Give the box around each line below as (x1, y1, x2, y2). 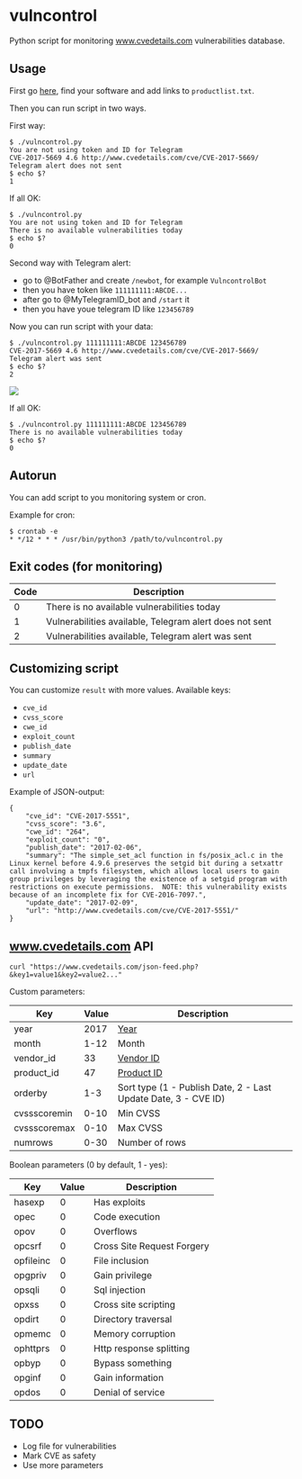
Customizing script (9, 661, 120, 676)
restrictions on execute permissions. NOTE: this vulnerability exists (9, 883, 288, 892)
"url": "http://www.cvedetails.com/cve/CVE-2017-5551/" (25, 906, 240, 915)
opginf (13, 1372, 42, 1384)
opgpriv (13, 1269, 48, 1281)
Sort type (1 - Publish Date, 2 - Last (117, 1081, 272, 1094)
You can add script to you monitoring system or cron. (9, 491, 207, 502)
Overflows (93, 1225, 138, 1238)
